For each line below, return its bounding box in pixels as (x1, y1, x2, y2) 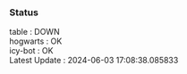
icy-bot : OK (9, 45, 54, 56)
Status (9, 6, 38, 19)
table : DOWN (9, 27, 60, 37)
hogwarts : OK (9, 36, 63, 46)
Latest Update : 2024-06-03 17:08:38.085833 (9, 55, 179, 66)
